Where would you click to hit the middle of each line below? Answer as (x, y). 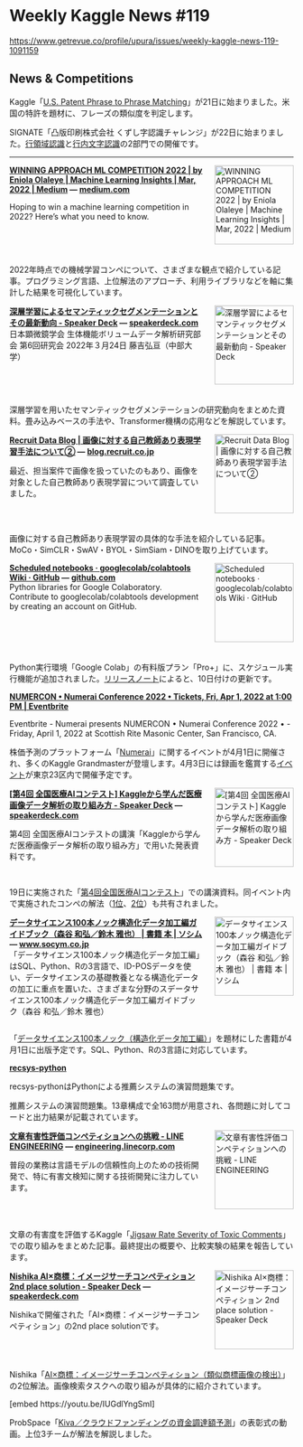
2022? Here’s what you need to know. (79, 216)
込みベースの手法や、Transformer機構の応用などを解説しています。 (165, 420)
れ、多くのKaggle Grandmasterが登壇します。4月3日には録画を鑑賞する (143, 763)
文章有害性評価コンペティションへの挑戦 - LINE (97, 1136)
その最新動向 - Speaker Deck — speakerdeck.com (104, 323)
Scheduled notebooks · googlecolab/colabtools (100, 568)
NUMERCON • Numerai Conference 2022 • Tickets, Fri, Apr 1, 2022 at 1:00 (151, 696)
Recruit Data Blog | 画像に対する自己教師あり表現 (101, 440)
